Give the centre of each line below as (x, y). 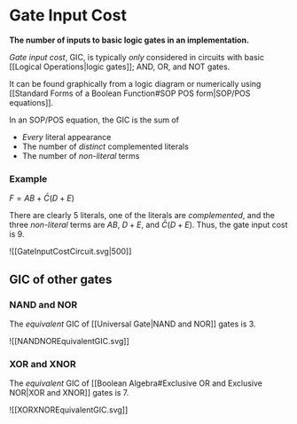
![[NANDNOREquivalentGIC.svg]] (70, 341)
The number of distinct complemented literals (105, 146)
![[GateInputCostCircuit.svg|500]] (70, 251)
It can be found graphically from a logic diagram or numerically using (135, 83)
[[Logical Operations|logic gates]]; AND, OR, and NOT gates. (120, 67)
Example (28, 178)
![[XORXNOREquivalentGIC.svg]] (69, 410)
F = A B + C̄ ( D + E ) (42, 198)
